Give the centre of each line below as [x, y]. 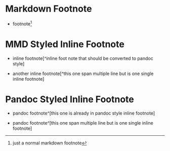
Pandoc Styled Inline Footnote [70, 99]
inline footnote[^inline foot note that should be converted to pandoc [83, 58]
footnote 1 [22, 23]
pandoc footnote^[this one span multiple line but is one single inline [83, 123]
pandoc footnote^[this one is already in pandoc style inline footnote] [84, 113]
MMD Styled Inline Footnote [65, 44]
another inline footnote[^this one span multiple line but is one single [83, 73]
